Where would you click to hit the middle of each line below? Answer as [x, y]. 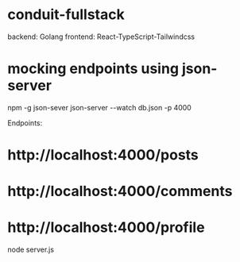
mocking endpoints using [93, 69]
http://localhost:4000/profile [106, 227]
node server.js [31, 250]
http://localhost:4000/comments [120, 191]
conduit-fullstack [66, 15]
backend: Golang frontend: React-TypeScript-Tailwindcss [101, 37]
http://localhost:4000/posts [103, 155]
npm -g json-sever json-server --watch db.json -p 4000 [99, 107]
